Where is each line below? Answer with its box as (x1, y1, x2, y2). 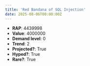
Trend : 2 (12, 41, 30, 46)
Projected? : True (12, 46, 47, 52)
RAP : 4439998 (12, 25, 42, 31)
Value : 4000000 (12, 30, 46, 36)
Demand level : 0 (12, 35, 46, 42)
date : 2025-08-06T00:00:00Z (5, 12, 62, 17)
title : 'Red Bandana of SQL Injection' (5, 7, 86, 12)
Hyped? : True (12, 51, 40, 57)
